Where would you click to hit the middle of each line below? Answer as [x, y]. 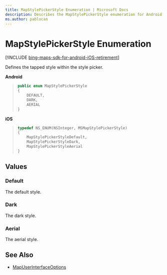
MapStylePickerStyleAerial [55, 147]
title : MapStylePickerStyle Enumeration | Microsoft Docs [67, 10]
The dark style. [21, 216]
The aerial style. [22, 240]
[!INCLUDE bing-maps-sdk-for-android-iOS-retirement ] [62, 57]
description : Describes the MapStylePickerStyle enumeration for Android [84, 14]
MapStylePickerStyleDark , [54, 142]
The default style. [23, 192]
